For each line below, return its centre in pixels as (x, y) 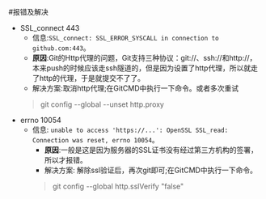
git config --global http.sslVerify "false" (118, 186)
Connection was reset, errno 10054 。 (95, 140)
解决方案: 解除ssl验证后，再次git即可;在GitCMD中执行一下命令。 (150, 170)
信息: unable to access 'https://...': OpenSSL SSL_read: (130, 129)
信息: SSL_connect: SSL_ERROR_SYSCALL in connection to (126, 38)
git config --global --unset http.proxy (102, 104)
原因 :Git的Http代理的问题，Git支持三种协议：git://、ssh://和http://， (144, 58)
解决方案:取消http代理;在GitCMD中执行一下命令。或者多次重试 (135, 88)
